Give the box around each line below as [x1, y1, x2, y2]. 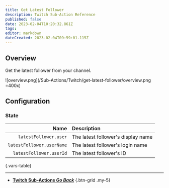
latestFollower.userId [13, 150, 67, 156]
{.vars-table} [5, 163, 32, 169]
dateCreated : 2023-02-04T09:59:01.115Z [5, 36, 89, 41]
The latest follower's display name [72, 134, 153, 141]
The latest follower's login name [72, 142, 147, 149]
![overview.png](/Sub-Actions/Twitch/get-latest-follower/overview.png [5, 77, 151, 83]
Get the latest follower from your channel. [5, 67, 92, 73]
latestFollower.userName [8, 142, 67, 148]
